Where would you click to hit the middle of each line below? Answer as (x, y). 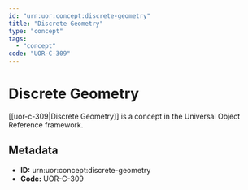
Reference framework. (46, 125)
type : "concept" (36, 31)
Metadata (33, 151)
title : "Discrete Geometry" (56, 24)
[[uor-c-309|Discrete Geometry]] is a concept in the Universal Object (124, 116)
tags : (17, 39)
